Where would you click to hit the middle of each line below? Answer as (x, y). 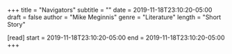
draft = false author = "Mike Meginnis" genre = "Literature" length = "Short (114, 17)
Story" (16, 24)
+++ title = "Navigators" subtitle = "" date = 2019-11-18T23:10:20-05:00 (110, 10)
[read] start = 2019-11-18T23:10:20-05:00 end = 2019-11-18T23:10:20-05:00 (116, 38)
